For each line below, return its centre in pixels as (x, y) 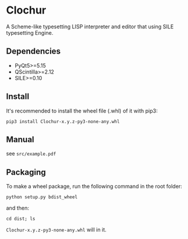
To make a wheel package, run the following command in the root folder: (94, 187)
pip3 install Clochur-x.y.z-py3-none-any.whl (63, 121)
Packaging (26, 172)
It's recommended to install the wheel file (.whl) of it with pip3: (82, 111)
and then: (18, 208)
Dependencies (33, 52)
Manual (20, 139)
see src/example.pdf (31, 154)
